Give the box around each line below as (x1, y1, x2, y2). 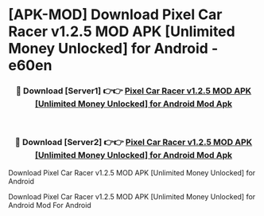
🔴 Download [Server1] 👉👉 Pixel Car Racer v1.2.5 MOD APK (15, 85, 252, 96)
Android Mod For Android (8, 200, 91, 210)
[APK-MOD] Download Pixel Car (8, 6, 223, 24)
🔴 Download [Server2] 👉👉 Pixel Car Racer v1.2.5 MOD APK (14, 137, 253, 148)
